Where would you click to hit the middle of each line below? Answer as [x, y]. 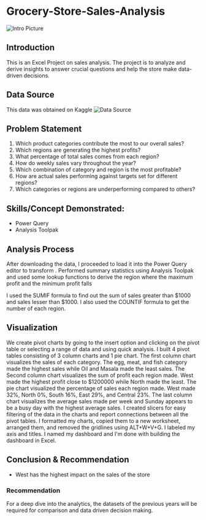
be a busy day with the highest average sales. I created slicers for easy [96, 408]
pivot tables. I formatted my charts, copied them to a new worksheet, [93, 421]
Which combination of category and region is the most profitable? [98, 169]
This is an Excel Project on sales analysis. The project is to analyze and [96, 62]
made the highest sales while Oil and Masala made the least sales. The [96, 368]
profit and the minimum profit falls [49, 283]
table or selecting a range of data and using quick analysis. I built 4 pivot [98, 349]
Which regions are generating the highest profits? [78, 150]
